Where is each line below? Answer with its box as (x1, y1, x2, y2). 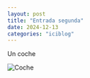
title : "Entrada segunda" (7, 17, 84, 24)
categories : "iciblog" (7, 30, 74, 38)
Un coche (7, 50, 36, 58)
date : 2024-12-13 (7, 23, 59, 30)
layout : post (7, 10, 46, 18)
